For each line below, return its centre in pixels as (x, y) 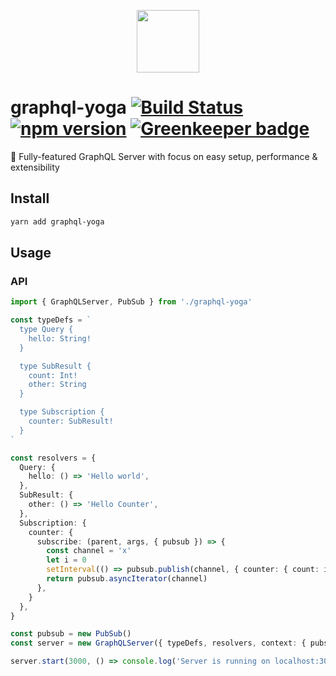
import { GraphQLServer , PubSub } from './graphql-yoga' (131, 302)
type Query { (46, 330)
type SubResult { (55, 366)
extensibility (35, 167)
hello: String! (60, 338)
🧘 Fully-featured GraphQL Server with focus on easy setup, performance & (164, 156)
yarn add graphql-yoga (57, 221)
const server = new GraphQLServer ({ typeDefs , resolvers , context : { (158, 643)
